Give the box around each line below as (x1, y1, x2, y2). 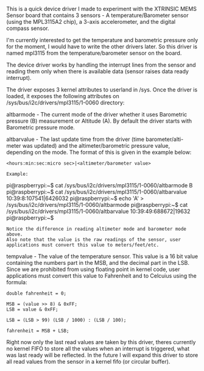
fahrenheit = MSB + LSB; (6, 328, 69, 334)
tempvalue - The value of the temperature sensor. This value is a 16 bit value (6, 253, 199, 260)
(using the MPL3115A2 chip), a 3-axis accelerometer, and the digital (6, 18, 176, 25)
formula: (6, 279, 27, 286)
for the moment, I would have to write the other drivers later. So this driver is (6, 43, 198, 50)
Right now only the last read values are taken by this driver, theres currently (6, 339, 196, 345)
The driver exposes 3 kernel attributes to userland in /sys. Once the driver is (6, 86, 198, 93)
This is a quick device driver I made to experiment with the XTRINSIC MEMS (6, 5, 197, 12)
